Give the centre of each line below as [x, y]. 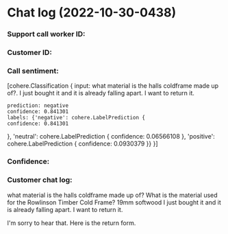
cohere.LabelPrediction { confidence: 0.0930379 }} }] [83, 144]
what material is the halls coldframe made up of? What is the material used [112, 195]
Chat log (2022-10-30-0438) [92, 13]
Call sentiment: [33, 71]
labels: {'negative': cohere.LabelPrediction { [76, 118]
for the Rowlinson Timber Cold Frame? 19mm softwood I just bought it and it [114, 202]
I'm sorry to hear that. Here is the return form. [72, 223]
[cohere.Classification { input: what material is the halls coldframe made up [113, 86]
